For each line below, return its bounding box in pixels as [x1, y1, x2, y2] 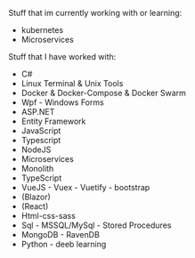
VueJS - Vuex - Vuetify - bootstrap [20, 182, 150, 192]
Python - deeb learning [20, 239, 107, 249]
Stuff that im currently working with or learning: [8, 8, 183, 18]
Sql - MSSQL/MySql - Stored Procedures [20, 220, 172, 230]
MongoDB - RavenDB [20, 230, 100, 239]
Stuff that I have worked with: [8, 52, 117, 61]
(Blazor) [20, 191, 51, 202]
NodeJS [20, 144, 52, 155]
